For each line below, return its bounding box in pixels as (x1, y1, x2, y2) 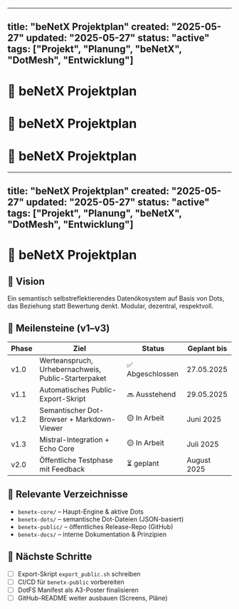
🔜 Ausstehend (127, 389, 176, 399)
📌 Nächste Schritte (7, 551, 92, 563)
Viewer (39, 423, 63, 433)
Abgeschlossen (127, 368, 179, 378)
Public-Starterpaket (39, 373, 107, 383)
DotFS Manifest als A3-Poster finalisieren (17, 585, 139, 594)
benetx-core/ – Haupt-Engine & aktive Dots (17, 507, 144, 516)
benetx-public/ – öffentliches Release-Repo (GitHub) (17, 522, 174, 531)
